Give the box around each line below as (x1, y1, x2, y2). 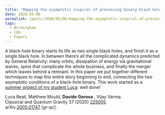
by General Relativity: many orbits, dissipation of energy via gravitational (5, 58, 152, 64)
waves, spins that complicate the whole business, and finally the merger (5, 63, 151, 69)
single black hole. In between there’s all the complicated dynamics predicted (5, 53, 160, 59)
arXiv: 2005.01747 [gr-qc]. (5, 104, 57, 110)
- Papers (9, 35, 27, 40)
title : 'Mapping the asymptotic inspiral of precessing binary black (5, 7, 151, 12)
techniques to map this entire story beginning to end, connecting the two (5, 74, 153, 80)
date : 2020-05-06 (5, 12, 41, 17)
